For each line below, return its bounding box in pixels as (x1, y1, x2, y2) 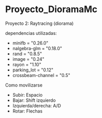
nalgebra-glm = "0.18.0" (12, 45, 62, 51)
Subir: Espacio (12, 92, 43, 98)
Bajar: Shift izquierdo (12, 97, 56, 103)
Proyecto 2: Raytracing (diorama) (5, 20, 74, 26)
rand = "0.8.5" (12, 51, 42, 57)
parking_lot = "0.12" (12, 67, 54, 73)
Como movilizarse (5, 82, 43, 88)
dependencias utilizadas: (5, 30, 57, 36)
